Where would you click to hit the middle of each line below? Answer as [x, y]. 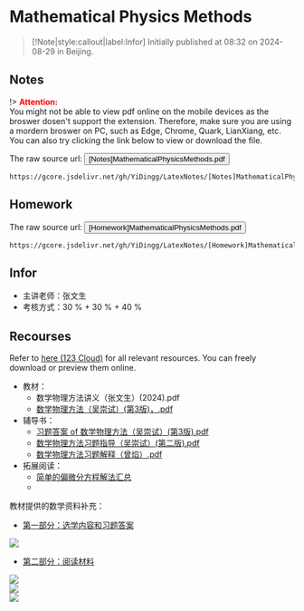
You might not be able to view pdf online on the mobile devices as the [139, 112]
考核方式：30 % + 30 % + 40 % [82, 307]
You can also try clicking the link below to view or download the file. [136, 140]
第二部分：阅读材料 [58, 562]
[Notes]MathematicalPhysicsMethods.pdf [157, 159]
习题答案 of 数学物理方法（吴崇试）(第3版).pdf [123, 432]
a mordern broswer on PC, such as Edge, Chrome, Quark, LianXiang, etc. [146, 131]
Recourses [40, 336]
